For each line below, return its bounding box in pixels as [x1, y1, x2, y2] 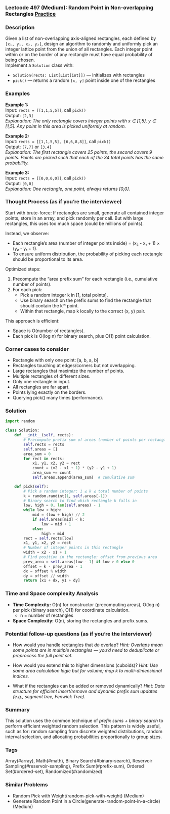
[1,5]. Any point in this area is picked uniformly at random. [5, 123, 126, 129]
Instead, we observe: [5, 230, 49, 236]
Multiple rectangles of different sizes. [12, 373, 91, 379]
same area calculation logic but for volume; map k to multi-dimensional [12, 667, 162, 673]
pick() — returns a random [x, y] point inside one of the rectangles [12, 77, 156, 83]
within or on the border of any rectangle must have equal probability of [5, 52, 153, 58]
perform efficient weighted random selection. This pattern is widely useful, [5, 723, 161, 729]
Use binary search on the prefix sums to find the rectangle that [20, 297, 151, 303]
